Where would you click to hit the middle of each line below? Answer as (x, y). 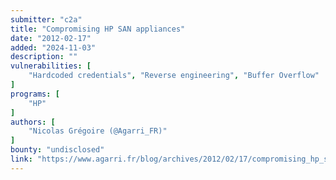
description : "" (44, 57)
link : (21, 159)
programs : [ (35, 94)
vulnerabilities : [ (51, 66)
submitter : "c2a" (46, 19)
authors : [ (33, 122)
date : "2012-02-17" (51, 38)
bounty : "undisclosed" (57, 150)
